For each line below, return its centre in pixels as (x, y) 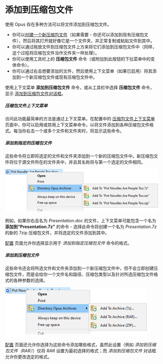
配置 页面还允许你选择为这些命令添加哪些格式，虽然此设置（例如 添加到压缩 (81, 345)
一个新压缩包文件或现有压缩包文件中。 (59, 77)
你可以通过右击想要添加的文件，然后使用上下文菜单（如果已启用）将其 (82, 71)
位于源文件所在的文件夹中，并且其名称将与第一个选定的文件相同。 (79, 162)
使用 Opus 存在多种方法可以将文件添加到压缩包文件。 (58, 24)
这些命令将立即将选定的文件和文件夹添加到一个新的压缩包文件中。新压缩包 (79, 156)
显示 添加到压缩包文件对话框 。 (35, 93)
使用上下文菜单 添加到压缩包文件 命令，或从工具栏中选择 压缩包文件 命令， (80, 87)
